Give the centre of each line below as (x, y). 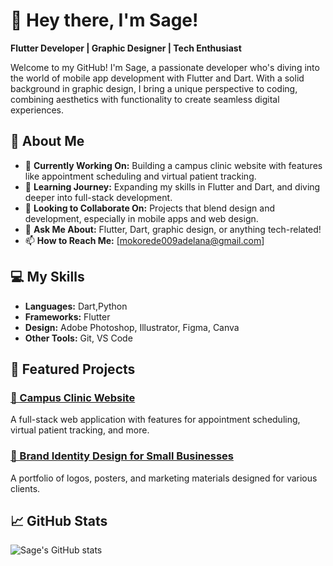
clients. (25, 488)
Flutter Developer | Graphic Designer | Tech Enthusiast (126, 48)
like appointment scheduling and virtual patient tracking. (140, 176)
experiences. (37, 110)
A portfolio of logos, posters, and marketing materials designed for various (164, 478)
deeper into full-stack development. (98, 197)
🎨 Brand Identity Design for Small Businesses (122, 456)
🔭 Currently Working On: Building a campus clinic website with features (173, 165)
